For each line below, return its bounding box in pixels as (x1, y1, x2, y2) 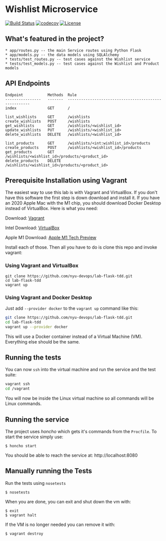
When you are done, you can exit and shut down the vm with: (5, 498, 131, 504)
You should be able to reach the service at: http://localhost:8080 (5, 452, 138, 458)
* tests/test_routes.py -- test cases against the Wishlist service (5, 57, 151, 62)
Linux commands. (5, 401, 42, 407)
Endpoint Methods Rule (5, 92, 77, 97)
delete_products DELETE (5, 158, 61, 163)
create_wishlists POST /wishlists (5, 119, 91, 124)
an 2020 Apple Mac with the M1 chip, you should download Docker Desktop (5, 200, 161, 206)
